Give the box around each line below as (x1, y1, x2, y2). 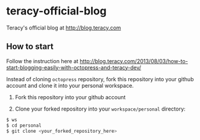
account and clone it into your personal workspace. (6, 82, 134, 89)
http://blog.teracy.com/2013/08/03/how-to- (80, 57, 189, 64)
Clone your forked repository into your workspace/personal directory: (14, 105, 186, 112)
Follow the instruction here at (6, 57, 79, 64)
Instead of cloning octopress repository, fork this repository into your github (6, 75, 194, 82)
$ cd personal (6, 122, 42, 129)
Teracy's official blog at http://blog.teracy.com (6, 24, 122, 31)
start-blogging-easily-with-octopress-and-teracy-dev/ (6, 64, 142, 71)
